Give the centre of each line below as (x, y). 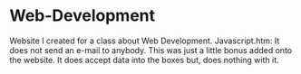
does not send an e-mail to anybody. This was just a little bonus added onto (151, 50)
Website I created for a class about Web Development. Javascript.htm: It (145, 41)
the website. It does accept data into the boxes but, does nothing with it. (144, 60)
